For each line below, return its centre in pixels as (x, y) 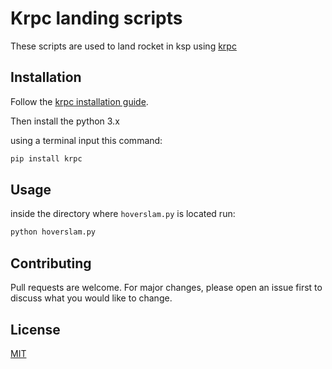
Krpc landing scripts (96, 18)
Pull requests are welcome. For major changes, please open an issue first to (166, 288)
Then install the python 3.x (65, 121)
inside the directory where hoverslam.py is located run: (123, 214)
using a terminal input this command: (86, 140)
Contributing (51, 263)
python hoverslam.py (53, 232)
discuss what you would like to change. (91, 298)
